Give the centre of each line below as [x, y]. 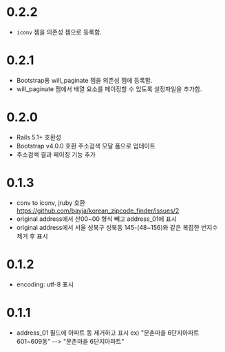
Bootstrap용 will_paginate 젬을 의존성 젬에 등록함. [84, 80]
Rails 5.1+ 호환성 [39, 137]
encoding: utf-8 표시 [45, 284]
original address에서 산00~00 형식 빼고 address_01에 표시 [96, 219]
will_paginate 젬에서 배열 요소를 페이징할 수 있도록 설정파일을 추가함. [109, 89]
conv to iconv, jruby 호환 [51, 203]
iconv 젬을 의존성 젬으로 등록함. [59, 32]
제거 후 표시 [32, 236]
